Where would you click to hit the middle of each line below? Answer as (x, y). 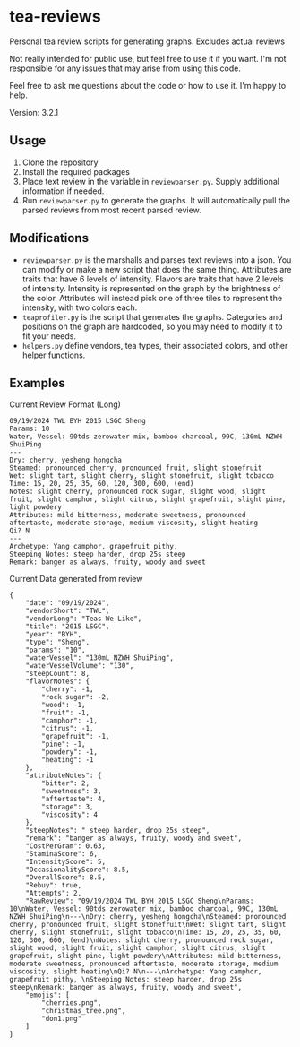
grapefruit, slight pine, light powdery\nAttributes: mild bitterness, (146, 956)
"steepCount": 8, (58, 674)
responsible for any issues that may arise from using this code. (125, 68)
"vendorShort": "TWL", (68, 611)
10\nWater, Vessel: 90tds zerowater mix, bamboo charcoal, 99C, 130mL (144, 909)
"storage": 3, (68, 807)
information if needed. (63, 191)
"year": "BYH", (54, 635)
